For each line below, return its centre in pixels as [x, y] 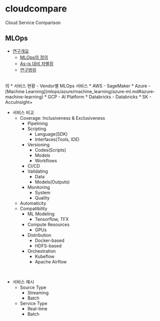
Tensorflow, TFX [52, 219]
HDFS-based [48, 245]
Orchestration [41, 251]
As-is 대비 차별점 [37, 64]
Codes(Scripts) [50, 150]
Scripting [37, 129]
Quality [42, 198]
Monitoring [38, 187]
